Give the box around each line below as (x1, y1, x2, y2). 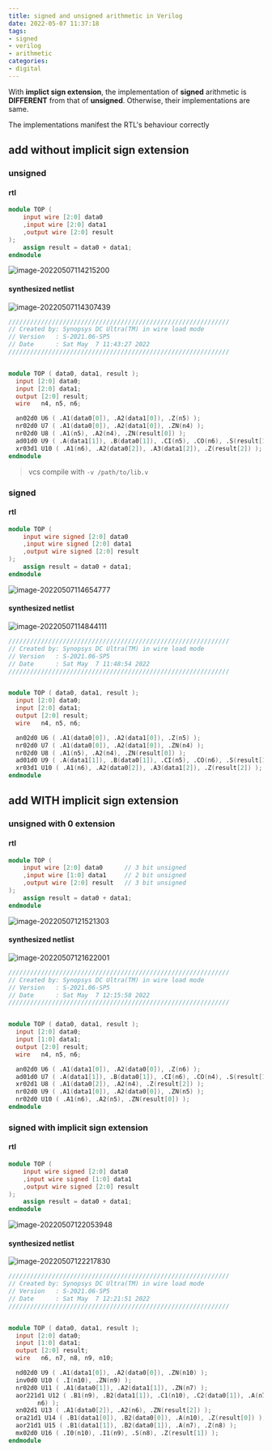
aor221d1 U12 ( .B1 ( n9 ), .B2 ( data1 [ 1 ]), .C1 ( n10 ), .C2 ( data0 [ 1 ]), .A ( (15, 1391, 259, 1399)
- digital (8, 65, 42, 73)
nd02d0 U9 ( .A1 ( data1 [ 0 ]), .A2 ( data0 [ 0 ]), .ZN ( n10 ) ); (15, 1369, 208, 1377)
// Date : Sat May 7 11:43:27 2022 (8, 340, 151, 349)
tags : (8, 27, 27, 35)
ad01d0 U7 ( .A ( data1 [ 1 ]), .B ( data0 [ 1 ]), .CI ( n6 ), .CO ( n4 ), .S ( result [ (15, 1072, 263, 1081)
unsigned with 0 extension (8, 818, 116, 829)
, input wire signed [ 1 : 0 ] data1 (23, 1175, 132, 1183)
